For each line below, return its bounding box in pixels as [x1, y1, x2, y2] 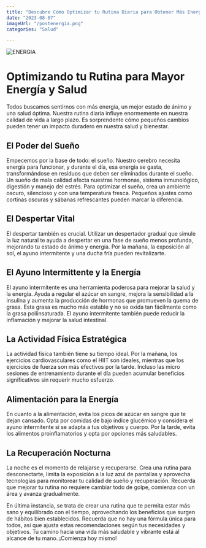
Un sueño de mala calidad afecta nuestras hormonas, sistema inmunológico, [6, 176, 200, 183]
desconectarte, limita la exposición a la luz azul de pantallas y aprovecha [6, 471, 191, 478]
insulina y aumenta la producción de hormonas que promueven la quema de [6, 296, 199, 304]
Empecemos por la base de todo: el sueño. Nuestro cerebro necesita [6, 157, 180, 164]
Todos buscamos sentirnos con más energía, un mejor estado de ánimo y [6, 103, 192, 110]
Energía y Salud [6, 83, 88, 97]
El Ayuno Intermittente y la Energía [6, 268, 141, 278]
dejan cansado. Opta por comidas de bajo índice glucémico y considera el [6, 417, 194, 424]
